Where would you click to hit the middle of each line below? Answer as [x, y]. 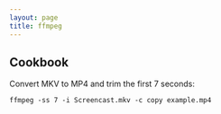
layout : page [34, 18]
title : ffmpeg [36, 26]
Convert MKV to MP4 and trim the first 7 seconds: [102, 84]
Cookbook [39, 62]
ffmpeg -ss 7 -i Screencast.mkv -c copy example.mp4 [110, 101]
